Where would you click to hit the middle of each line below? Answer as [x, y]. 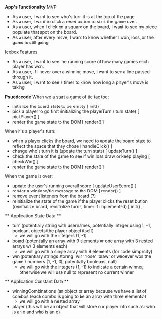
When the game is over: [29, 176]
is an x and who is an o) [36, 312]
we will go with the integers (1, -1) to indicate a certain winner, [81, 267]
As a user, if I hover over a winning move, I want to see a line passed [81, 72]
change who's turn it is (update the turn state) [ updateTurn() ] [75, 151]
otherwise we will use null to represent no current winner [77, 272]
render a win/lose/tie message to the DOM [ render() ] [66, 191]
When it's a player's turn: [30, 131]
